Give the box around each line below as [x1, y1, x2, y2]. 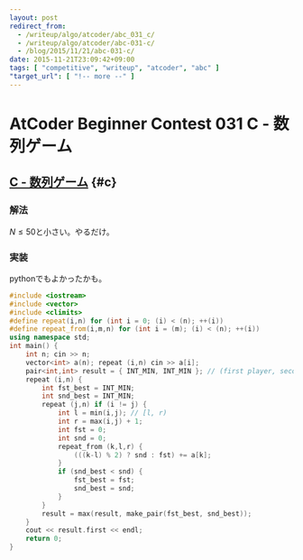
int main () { [9, 342, 59, 351]
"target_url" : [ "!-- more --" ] [9, 72, 135, 81]
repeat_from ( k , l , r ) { [57, 442, 143, 451]
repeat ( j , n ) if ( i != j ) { [41, 400, 147, 409]
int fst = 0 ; [57, 425, 106, 434]
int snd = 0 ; [57, 434, 106, 443]
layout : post [9, 13, 59, 23]
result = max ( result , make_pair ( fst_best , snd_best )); [41, 509, 252, 519]
